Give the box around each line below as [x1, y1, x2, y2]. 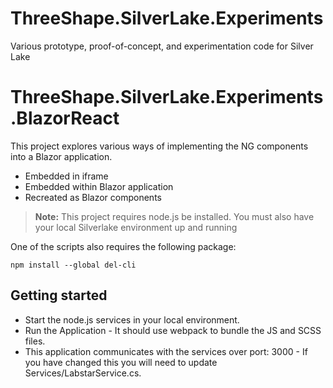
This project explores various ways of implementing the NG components [10, 140, 309, 152]
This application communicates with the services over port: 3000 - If [24, 345, 308, 357]
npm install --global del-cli [10, 260, 137, 270]
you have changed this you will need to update [24, 356, 218, 368]
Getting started [10, 287, 108, 304]
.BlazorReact [10, 107, 120, 130]
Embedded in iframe [24, 170, 109, 182]
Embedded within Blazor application [24, 180, 174, 192]
